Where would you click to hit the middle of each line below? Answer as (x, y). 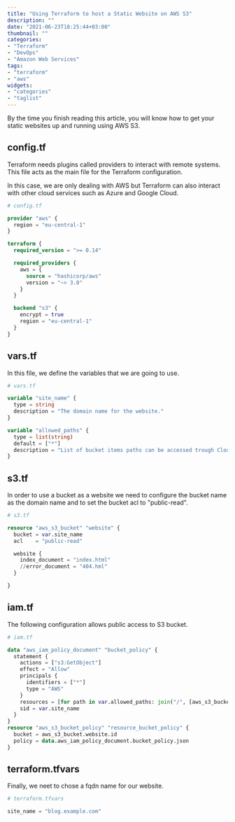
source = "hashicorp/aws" (63, 276)
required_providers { (45, 263)
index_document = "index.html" (65, 560)
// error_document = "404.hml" (64, 567)
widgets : (20, 85)
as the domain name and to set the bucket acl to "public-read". (98, 503)
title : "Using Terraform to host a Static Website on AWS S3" (100, 14)
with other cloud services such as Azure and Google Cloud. (93, 192)
